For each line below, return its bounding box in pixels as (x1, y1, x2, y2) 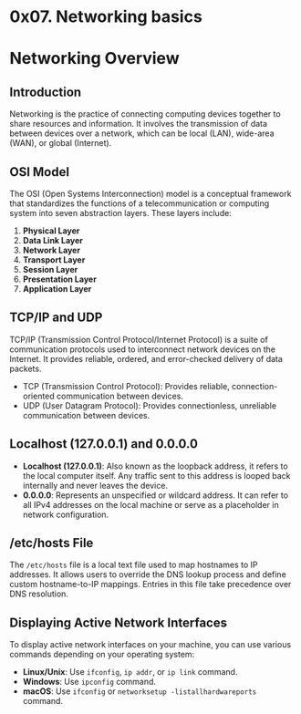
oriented (22, 390, 55, 401)
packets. (9, 363, 42, 374)
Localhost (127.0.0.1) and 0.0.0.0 (9, 436, 199, 452)
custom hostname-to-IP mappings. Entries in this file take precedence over (9, 579, 292, 590)
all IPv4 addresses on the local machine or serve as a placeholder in (22, 499, 280, 510)
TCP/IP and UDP (9, 310, 103, 326)
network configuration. (22, 509, 109, 520)
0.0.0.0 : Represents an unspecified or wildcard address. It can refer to (22, 490, 289, 501)
